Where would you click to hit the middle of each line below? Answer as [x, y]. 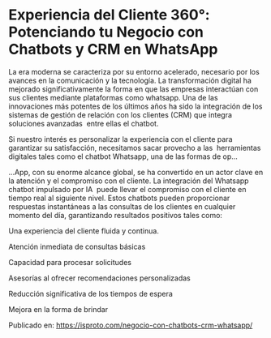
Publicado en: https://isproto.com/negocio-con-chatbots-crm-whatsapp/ [131, 325]
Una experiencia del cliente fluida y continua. [84, 231]
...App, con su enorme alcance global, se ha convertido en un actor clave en [136, 172]
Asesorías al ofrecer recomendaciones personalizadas [99, 278]
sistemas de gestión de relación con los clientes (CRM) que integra [120, 114]
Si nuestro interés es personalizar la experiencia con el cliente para [120, 139]
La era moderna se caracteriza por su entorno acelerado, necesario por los [134, 71]
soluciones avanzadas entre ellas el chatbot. [84, 123]
